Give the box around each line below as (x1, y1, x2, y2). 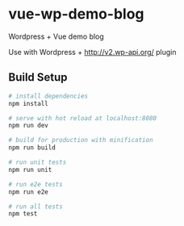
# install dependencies (8, 92, 89, 100)
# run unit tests (8, 158, 67, 166)
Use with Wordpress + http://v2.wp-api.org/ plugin (8, 47, 177, 56)
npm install (8, 99, 48, 107)
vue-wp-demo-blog (8, 5, 144, 23)
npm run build (8, 144, 56, 152)
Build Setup (8, 70, 68, 85)
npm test (8, 210, 38, 218)
